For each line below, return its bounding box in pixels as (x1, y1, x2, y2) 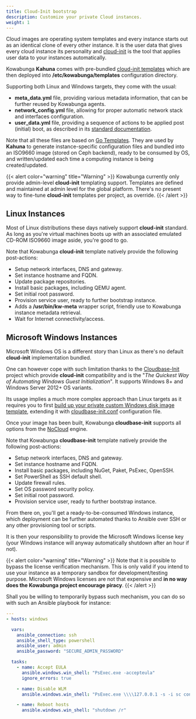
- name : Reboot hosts (16, 702, 69, 708)
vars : (11, 626, 25, 632)
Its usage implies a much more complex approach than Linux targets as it (6, 396, 182, 402)
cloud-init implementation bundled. (6, 354, 92, 361)
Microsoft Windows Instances (6, 332, 118, 343)
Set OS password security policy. (14, 485, 94, 492)
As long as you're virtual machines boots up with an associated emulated (6, 231, 182, 238)
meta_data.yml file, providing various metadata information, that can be (14, 94, 188, 101)
